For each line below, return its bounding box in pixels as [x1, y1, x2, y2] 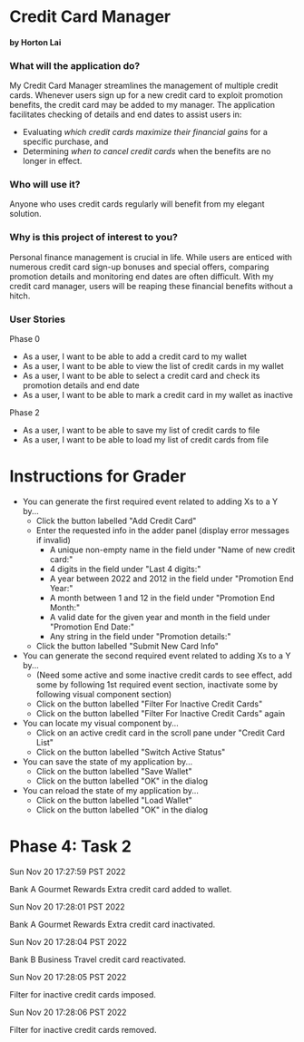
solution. [9, 209, 43, 219]
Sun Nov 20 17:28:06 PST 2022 [9, 1007, 127, 1018]
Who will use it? [9, 179, 81, 190]
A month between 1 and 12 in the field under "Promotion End [49, 592, 275, 603]
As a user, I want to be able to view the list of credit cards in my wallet [22, 360, 284, 371]
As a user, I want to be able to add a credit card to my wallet [22, 351, 248, 362]
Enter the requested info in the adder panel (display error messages [35, 524, 290, 536]
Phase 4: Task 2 [9, 836, 132, 857]
